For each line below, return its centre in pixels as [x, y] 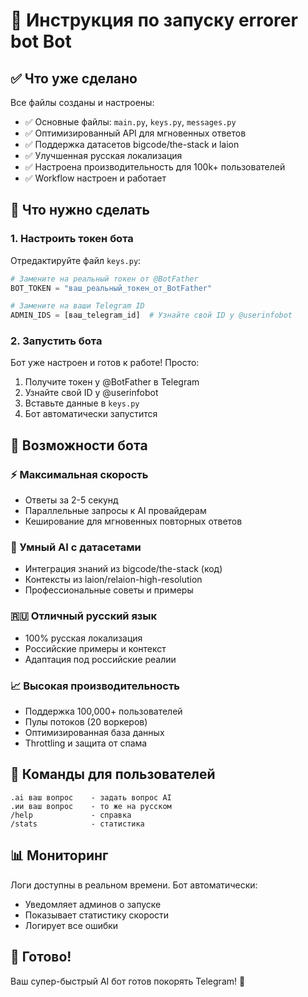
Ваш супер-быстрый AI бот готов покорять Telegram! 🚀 [128, 981]
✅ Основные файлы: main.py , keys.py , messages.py [130, 122]
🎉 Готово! [41, 957]
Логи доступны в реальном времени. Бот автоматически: [134, 885]
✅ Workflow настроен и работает [95, 178]
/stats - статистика [77, 824]
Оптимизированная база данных [94, 733]
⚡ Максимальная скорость [79, 474]
